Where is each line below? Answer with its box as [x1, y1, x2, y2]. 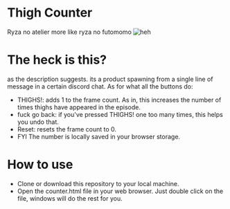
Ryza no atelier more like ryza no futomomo [7, 28, 132, 36]
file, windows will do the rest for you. [17, 194, 123, 202]
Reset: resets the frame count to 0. [17, 125, 116, 133]
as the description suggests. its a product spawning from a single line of [7, 75, 213, 83]
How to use [7, 157, 73, 172]
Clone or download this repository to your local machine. [17, 179, 179, 188]
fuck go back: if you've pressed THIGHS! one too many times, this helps [17, 110, 223, 118]
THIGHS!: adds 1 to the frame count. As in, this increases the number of [17, 96, 222, 104]
